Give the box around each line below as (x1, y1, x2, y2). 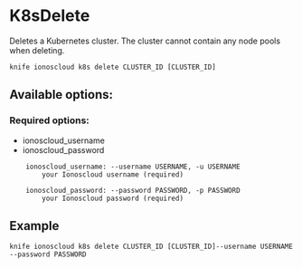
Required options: (9, 114, 90, 127)
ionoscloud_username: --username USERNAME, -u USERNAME (25, 162, 241, 171)
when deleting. (9, 44, 65, 55)
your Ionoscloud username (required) (42, 169, 184, 179)
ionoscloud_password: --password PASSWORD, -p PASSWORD (25, 186, 241, 195)
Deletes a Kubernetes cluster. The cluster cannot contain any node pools (9, 35, 281, 46)
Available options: (9, 87, 114, 102)
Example (9, 218, 60, 234)
